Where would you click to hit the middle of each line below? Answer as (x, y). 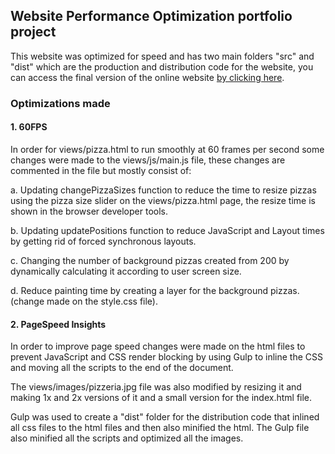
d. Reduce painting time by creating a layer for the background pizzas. (155, 290)
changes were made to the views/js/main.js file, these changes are (148, 160)
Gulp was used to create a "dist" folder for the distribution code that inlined (165, 417)
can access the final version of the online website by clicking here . (147, 77)
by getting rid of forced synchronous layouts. (103, 241)
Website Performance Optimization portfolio (151, 16)
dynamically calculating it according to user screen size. (126, 271)
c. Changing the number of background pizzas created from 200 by (150, 260)
